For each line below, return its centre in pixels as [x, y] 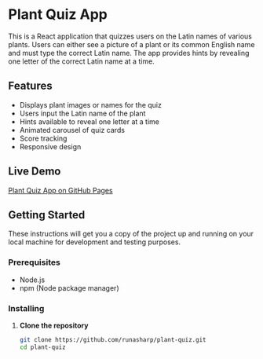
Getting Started [47, 215]
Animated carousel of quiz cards [72, 130]
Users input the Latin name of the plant [82, 113]
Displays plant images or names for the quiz [91, 104]
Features [30, 86]
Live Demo [35, 172]
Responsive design [50, 146]
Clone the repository [54, 325]
